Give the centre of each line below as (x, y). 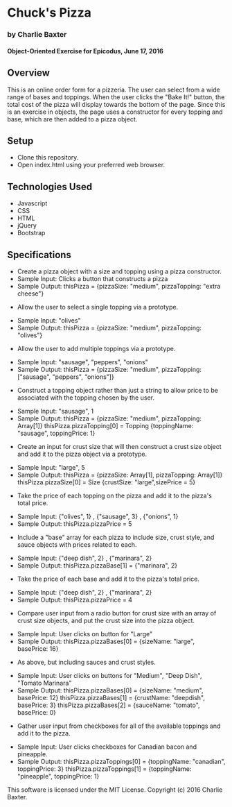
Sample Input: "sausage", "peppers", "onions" (83, 362)
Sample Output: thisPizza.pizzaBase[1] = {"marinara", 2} (97, 565)
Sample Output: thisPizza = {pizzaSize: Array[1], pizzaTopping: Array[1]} (120, 475)
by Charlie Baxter (37, 35)
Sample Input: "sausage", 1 (55, 411)
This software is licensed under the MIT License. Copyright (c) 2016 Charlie (115, 790)
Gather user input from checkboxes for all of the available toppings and (119, 726)
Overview (29, 73)
